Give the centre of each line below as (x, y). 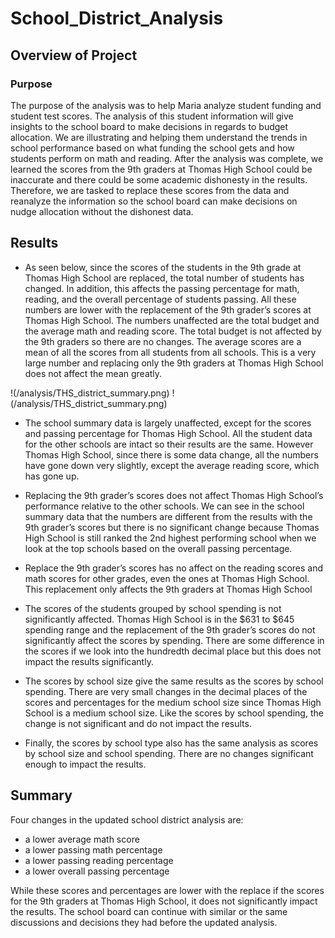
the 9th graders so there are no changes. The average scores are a (163, 341)
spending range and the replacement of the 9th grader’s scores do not (170, 629)
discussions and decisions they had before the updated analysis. (144, 922)
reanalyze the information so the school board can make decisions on (154, 201)
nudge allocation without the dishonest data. (102, 211)
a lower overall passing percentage (97, 871)
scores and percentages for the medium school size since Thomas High (173, 702)
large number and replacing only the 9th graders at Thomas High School (174, 363)
